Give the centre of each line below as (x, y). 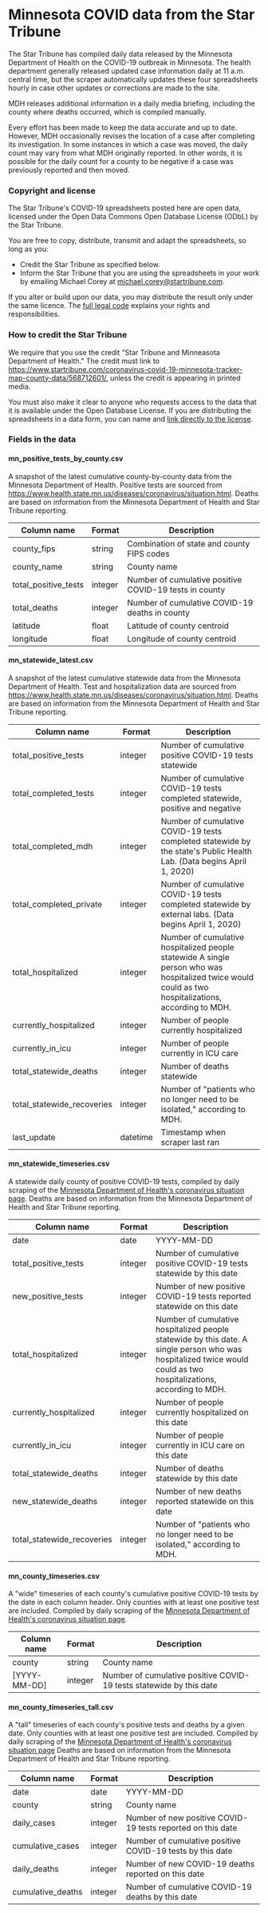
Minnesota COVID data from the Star (132, 15)
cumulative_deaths (47, 1892)
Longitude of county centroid (182, 638)
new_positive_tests (48, 1296)
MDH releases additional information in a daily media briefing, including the (132, 103)
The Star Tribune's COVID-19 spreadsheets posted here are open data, (125, 208)
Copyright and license (52, 190)
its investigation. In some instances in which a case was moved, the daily (128, 144)
